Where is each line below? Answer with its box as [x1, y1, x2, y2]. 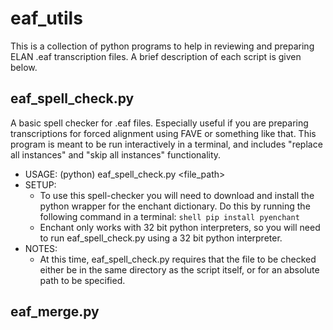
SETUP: [24, 178, 57, 191]
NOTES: [24, 242, 58, 254]
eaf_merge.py [10, 303, 100, 321]
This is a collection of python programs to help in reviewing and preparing [10, 40, 315, 52]
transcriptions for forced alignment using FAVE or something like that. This [10, 127, 317, 139]
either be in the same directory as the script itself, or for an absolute [39, 263, 320, 276]
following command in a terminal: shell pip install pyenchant [39, 210, 300, 222]
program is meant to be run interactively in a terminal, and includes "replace [10, 138, 323, 150]
